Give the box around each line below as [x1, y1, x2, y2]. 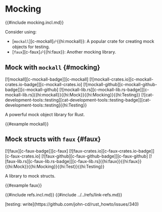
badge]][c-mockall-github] [5, 87, 59, 92]
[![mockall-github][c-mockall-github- [83, 81, 158, 87]
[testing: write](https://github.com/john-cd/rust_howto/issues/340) [5, 201, 139, 207]
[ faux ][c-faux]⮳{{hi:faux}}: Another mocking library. [12, 49, 116, 54]
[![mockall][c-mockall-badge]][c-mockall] [5, 76, 89, 82]
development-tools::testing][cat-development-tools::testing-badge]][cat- [5, 97, 151, 103]
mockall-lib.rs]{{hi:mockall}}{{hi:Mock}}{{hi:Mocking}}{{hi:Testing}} [5, 91, 141, 98]
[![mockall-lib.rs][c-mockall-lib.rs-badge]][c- [59, 87, 149, 92]
